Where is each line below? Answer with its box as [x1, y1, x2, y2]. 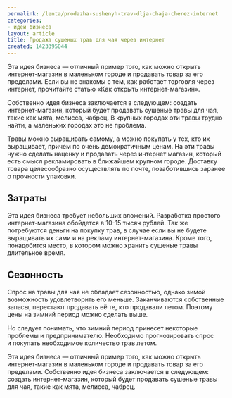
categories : [7, 17, 42, 24]
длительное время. [7, 248, 65, 257]
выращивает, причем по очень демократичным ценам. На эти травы [7, 142, 215, 150]
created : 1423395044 [7, 43, 68, 50]
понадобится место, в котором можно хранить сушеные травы [7, 241, 198, 249]
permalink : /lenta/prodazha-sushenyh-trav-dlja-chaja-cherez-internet [7, 10, 219, 18]
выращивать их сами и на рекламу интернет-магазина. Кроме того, [7, 233, 212, 242]
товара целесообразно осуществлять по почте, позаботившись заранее [7, 165, 226, 173]
